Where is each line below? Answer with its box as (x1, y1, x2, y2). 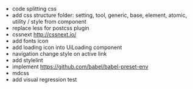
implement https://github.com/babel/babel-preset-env (12, 63, 149, 70)
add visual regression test (12, 76, 77, 83)
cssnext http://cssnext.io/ (12, 31, 77, 38)
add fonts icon (12, 38, 49, 44)
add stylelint (12, 57, 44, 64)
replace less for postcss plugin (12, 24, 89, 31)
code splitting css (12, 5, 57, 12)
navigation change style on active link (12, 50, 107, 57)
